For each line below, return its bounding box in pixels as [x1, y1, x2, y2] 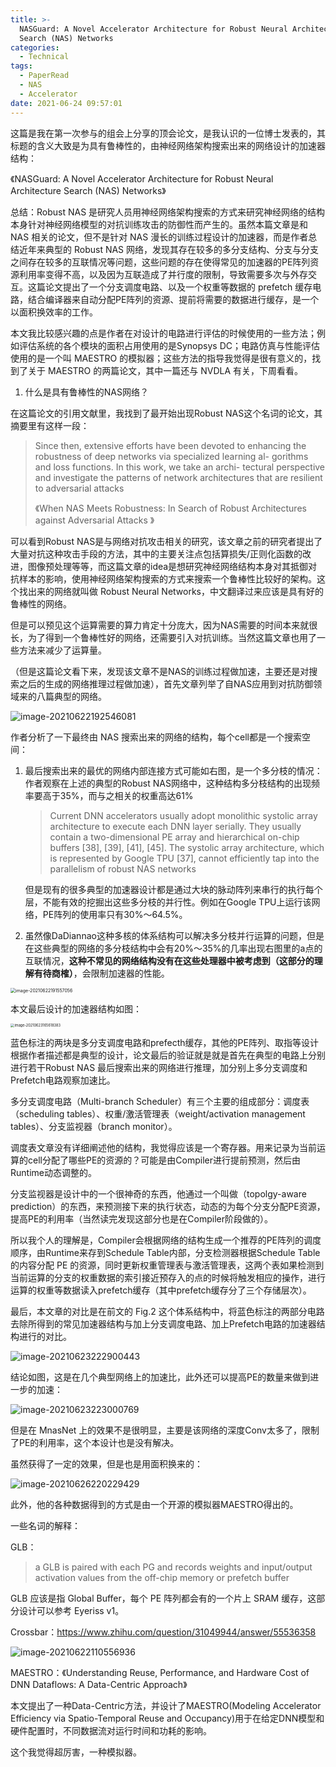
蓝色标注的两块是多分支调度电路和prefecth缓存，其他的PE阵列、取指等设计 [10, 1036, 319, 1048]
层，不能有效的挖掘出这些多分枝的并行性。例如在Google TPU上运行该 [24, 896, 312, 908]
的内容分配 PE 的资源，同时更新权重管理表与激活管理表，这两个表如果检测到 [10, 1259, 325, 1271]
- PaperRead [19, 71, 70, 81]
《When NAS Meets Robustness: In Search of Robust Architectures [34, 502, 307, 514]
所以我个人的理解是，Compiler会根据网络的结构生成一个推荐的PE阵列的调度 [10, 1234, 322, 1246]
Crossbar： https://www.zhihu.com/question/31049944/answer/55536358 [10, 1626, 317, 1638]
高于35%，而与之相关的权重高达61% [42, 789, 194, 801]
